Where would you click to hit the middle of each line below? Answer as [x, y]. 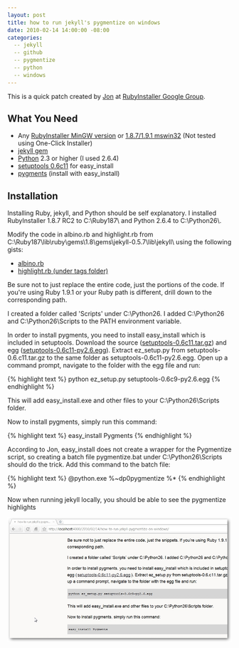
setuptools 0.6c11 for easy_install [65, 166]
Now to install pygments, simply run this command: [82, 422]
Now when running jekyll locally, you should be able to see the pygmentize [117, 500]
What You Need [43, 119]
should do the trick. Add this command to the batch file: [89, 465]
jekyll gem [33, 151]
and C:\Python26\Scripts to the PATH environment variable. [95, 321]
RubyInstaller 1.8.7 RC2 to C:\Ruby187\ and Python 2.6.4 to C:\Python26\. [115, 221]
